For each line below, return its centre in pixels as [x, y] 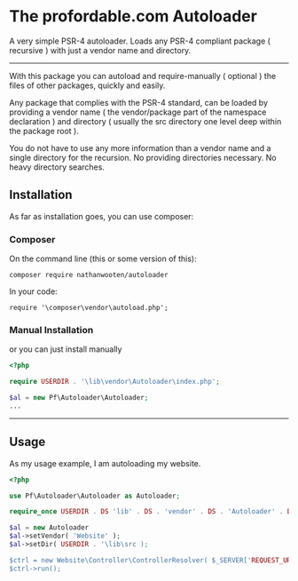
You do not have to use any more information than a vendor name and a [140, 147]
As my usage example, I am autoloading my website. [105, 463]
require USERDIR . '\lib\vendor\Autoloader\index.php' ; [114, 382]
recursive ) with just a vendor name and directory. [100, 50]
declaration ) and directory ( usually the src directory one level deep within [145, 121]
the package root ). [44, 131]
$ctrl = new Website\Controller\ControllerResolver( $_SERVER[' [130, 560]
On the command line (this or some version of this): [103, 259]
